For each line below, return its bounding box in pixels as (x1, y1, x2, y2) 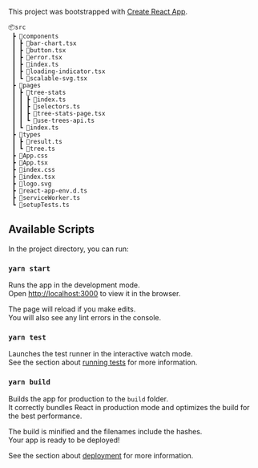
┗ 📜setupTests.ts (11, 201, 70, 209)
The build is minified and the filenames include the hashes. (8, 426, 203, 436)
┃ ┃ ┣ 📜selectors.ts (11, 103, 81, 111)
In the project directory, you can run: (8, 244, 129, 254)
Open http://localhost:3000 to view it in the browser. (8, 289, 181, 299)
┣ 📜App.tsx (11, 159, 48, 167)
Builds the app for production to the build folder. (8, 393, 169, 404)
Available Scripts (8, 222, 95, 236)
